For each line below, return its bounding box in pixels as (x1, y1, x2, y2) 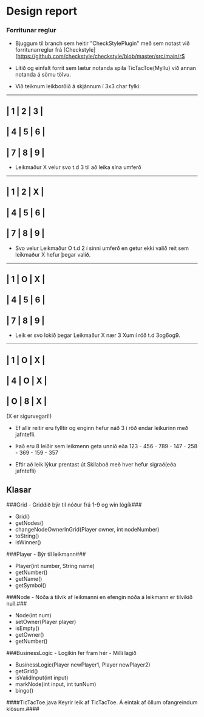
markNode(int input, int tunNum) (15, 680, 97, 688)
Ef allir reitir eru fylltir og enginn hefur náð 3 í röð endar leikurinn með (15, 424, 188, 431)
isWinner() (15, 538, 41, 546)
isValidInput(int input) (15, 674, 69, 681)
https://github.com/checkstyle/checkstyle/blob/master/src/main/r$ (17, 53, 185, 60)
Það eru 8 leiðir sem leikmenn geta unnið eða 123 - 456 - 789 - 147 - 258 (15, 442, 198, 449)
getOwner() (15, 631, 44, 638)
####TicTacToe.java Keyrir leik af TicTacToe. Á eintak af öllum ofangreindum (6, 698, 198, 706)
